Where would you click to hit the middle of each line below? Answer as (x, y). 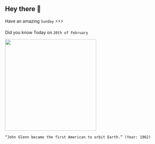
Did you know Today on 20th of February (47, 32)
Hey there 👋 (23, 9)
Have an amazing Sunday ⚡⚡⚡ (34, 21)
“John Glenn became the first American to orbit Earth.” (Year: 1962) (78, 137)
